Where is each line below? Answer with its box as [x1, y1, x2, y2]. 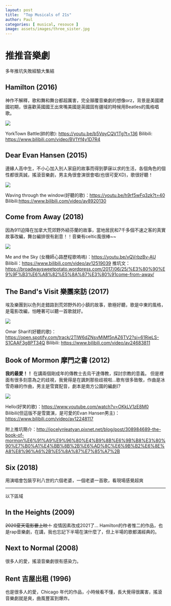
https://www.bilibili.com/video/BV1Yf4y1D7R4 [5, 136, 101, 142]
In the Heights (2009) [5, 508, 75, 517]
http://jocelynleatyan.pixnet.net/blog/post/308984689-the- [36, 426, 161, 432]
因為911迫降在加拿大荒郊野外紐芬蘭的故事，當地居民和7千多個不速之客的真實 [5, 227, 166, 233]
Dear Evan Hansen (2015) [5, 151, 88, 160]
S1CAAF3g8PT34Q [5, 340, 45, 346]
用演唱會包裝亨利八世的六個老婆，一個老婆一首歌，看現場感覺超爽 [5, 477, 144, 483]
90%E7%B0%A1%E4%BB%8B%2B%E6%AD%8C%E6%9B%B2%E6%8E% [5, 443, 165, 449]
